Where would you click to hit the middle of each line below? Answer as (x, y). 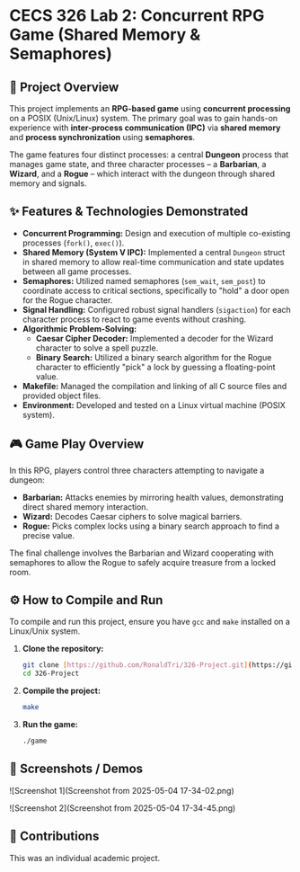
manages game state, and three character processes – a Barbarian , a (138, 164)
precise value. (48, 535)
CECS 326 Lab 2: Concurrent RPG (137, 16)
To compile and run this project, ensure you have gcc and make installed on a (150, 622)
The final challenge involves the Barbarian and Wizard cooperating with (141, 553)
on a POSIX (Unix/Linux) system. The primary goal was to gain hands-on (144, 118)
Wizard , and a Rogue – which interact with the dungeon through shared (142, 174)
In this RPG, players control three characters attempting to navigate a (137, 470)
